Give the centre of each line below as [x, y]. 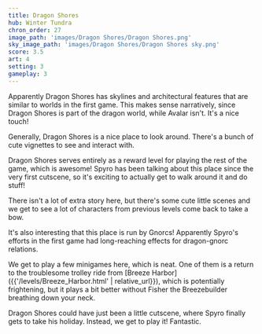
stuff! [17, 185]
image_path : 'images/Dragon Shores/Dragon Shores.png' [100, 37]
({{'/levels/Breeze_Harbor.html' [58, 281]
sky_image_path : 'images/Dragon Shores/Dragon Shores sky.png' [114, 45]
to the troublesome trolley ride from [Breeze [79, 273]
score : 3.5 [26, 52]
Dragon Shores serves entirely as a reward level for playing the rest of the [128, 160]
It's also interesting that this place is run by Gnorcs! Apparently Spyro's [123, 232]
